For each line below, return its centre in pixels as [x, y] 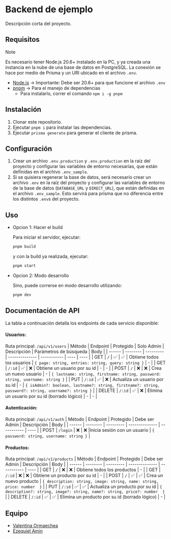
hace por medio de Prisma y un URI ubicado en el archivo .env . [71, 73]
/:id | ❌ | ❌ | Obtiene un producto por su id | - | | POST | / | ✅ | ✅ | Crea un [84, 476]
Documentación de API [42, 311]
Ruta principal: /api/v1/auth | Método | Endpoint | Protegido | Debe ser [80, 419]
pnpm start [24, 266]
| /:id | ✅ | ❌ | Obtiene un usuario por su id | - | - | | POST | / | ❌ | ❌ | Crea [83, 368]
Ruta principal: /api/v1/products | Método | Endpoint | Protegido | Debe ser [84, 459]
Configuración [29, 148]
